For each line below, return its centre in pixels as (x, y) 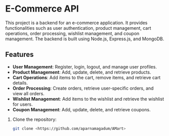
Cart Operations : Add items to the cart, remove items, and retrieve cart (87, 77)
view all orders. (28, 93)
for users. (22, 104)
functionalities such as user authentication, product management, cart (78, 28)
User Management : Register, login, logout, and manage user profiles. (85, 66)
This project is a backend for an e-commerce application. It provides (76, 23)
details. (20, 83)
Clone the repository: (35, 119)
